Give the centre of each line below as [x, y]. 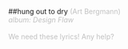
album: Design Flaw [41, 20]
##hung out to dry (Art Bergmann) [65, 11]
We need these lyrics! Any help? [61, 36]
